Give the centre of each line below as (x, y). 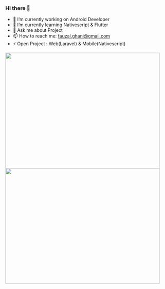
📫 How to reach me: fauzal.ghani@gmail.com (61, 36)
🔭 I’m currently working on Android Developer (61, 20)
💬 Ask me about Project (38, 30)
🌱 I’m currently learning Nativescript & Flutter (60, 25)
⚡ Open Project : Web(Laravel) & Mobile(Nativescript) (69, 44)
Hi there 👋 (18, 8)
